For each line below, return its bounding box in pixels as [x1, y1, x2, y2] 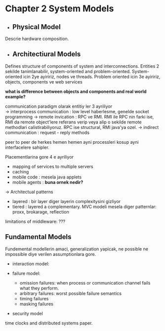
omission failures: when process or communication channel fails [19, 280, 151, 286]
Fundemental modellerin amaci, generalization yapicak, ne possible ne [5, 246, 148, 252]
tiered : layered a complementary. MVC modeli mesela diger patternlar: [12, 204, 157, 209]
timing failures [19, 295, 49, 301]
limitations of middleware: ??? [5, 218, 66, 224]
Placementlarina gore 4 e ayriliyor [5, 154, 74, 160]
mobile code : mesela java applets [12, 174, 82, 180]
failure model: [12, 270, 41, 276]
